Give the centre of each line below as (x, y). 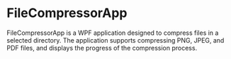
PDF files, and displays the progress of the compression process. (102, 48)
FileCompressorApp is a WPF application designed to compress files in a (113, 33)
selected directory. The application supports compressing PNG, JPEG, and (115, 40)
